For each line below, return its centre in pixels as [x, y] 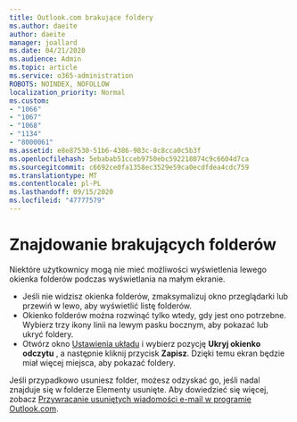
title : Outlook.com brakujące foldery [81, 17]
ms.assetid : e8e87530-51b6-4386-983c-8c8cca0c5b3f [105, 150]
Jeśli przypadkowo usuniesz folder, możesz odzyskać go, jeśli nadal [135, 380]
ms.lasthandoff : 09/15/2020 [62, 192]
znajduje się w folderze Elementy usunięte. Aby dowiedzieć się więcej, [139, 389]
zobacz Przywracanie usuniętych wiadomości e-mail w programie [130, 399]
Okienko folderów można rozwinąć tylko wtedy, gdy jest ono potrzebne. [154, 315]
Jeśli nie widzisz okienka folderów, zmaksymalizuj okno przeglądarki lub [155, 296]
